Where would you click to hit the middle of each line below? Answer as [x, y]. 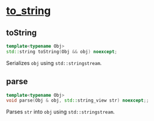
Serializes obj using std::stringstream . [54, 63]
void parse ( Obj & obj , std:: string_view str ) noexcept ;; [78, 101]
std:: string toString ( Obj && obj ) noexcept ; [62, 51]
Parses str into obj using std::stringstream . [60, 112]
